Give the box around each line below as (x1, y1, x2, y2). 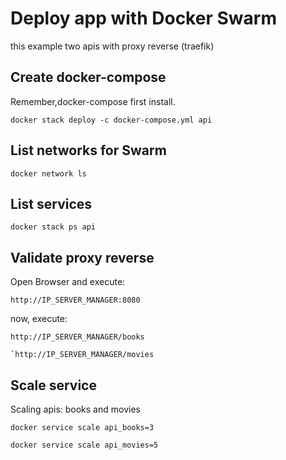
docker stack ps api (10, 222, 97, 232)
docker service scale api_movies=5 (10, 440, 159, 450)
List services (10, 195, 93, 212)
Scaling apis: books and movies (10, 403, 141, 415)
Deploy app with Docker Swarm (10, 7, 277, 30)
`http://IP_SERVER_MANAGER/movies (10, 350, 155, 360)
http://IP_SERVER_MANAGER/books (10, 332, 145, 342)
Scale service (10, 377, 97, 394)
